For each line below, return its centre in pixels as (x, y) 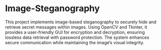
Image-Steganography (52, 8)
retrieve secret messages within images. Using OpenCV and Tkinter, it (76, 27)
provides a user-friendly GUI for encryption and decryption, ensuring (75, 32)
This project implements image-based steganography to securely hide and (81, 22)
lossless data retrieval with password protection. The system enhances (77, 37)
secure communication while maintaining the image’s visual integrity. (75, 42)
